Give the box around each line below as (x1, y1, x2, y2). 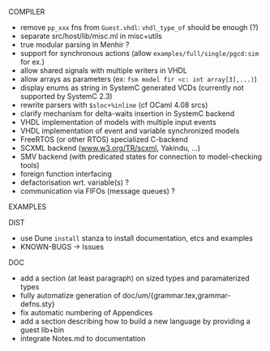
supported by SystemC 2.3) (19, 92, 113, 101)
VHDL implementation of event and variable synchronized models (19, 126, 240, 135)
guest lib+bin (19, 325, 65, 335)
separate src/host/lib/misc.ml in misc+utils (19, 32, 162, 41)
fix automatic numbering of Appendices (19, 308, 153, 317)
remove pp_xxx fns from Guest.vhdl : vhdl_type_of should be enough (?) (19, 23, 259, 32)
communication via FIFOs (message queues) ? (19, 186, 176, 195)
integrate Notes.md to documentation (19, 334, 146, 343)
